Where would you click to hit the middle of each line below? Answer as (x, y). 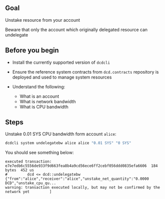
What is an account (39, 96)
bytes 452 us (20, 170)
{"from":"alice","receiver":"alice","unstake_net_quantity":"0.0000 (77, 179)
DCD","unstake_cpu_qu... (31, 183)
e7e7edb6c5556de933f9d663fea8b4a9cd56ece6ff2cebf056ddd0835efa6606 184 (82, 166)
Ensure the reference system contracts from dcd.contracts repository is (85, 72)
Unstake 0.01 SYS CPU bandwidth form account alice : (61, 134)
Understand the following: (39, 86)
